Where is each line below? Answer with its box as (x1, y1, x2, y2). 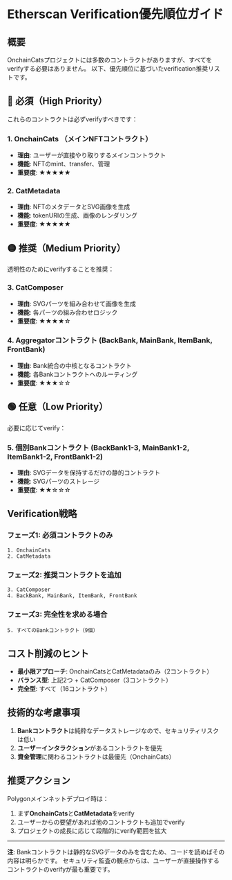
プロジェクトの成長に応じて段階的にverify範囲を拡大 (17, 826, 167, 835)
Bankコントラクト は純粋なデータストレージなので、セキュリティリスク (17, 726, 220, 734)
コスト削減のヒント (7, 647, 89, 659)
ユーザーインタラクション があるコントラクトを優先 (17, 743, 163, 752)
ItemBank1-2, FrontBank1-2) (7, 452, 104, 461)
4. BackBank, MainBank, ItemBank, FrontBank (7, 592, 137, 599)
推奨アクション (7, 775, 70, 786)
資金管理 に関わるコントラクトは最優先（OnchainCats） (17, 753, 175, 761)
